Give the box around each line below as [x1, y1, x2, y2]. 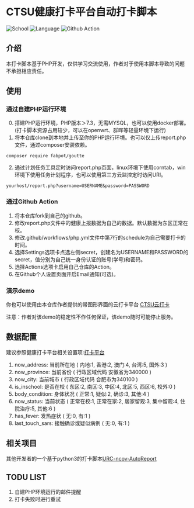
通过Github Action [6, 198, 58, 206]
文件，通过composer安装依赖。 [14, 141, 90, 148]
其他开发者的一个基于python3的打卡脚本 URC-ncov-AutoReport [6, 455, 157, 462]
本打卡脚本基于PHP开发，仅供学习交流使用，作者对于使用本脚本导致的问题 [6, 60, 185, 67]
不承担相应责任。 [6, 67, 47, 74]
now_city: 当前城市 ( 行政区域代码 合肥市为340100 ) [14, 375, 138, 383]
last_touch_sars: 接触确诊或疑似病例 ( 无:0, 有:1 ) [14, 419, 130, 427]
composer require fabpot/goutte [6, 153, 84, 159]
